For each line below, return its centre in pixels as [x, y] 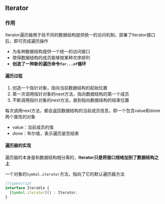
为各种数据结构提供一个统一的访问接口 [51, 51]
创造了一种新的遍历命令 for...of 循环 [49, 64]
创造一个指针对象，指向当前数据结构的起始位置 [60, 88]
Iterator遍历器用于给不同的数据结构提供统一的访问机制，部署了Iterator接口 [80, 34]
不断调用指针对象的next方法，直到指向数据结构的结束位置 [71, 100]
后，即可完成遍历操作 [27, 41]
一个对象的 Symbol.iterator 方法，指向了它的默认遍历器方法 [65, 174]
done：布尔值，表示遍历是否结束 [46, 133]
